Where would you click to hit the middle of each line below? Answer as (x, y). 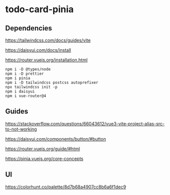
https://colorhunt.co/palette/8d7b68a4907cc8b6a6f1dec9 (66, 187)
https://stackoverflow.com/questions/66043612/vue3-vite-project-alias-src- (85, 123)
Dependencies (29, 28)
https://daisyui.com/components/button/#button (56, 139)
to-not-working (21, 129)
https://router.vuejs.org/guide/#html (42, 149)
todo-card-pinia (40, 9)
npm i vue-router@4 (26, 96)
